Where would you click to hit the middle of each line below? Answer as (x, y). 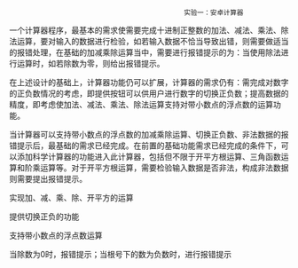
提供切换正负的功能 (44, 217)
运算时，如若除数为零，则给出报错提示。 (90, 63)
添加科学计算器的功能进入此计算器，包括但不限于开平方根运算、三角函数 (149, 157)
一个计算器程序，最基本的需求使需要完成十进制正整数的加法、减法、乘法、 (145, 30)
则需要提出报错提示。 (48, 179)
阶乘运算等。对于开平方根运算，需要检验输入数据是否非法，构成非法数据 (157, 168)
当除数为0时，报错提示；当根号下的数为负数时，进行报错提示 (121, 254)
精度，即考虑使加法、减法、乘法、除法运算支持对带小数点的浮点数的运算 (141, 104)
